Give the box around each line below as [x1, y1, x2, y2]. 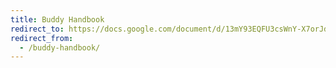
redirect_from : [10, 33, 74, 43]
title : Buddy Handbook [10, 14, 105, 25]
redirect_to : [10, 24, 65, 34]
